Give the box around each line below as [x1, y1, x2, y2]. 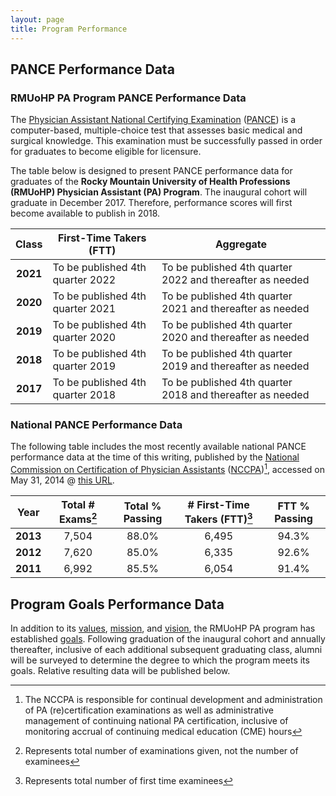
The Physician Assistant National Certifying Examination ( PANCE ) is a [10, 114, 297, 126]
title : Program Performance [10, 24, 128, 34]
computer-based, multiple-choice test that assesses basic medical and [10, 124, 303, 136]
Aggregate [214, 237, 268, 251]
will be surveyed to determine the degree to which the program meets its [10, 654, 310, 666]
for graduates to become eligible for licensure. [10, 146, 202, 158]
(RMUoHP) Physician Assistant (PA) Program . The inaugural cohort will [10, 186, 308, 198]
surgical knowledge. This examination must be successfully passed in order [10, 135, 323, 147]
